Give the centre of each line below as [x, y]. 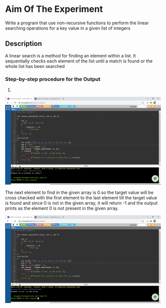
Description [23, 44]
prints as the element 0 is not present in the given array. [62, 208]
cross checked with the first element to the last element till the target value [81, 198]
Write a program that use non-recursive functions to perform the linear [77, 23]
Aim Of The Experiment [54, 9]
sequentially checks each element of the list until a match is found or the [79, 61]
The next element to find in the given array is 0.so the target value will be [80, 192]
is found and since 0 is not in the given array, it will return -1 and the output [81, 203]
